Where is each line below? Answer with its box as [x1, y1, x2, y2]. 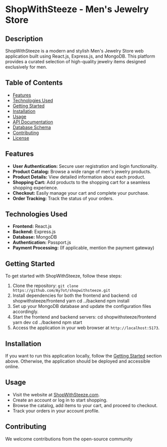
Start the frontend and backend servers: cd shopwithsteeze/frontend [12, 314, 157, 320]
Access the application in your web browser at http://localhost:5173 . [12, 325, 160, 331]
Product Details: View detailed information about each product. [12, 173, 146, 180]
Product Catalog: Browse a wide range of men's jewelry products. [12, 168, 152, 174]
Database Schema [12, 124, 51, 130]
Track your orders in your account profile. [12, 408, 100, 414]
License [12, 135, 29, 141]
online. [5, 364, 19, 370]
